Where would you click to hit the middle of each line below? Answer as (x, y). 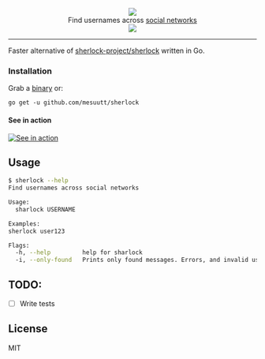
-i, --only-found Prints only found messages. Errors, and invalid (132, 260)
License (28, 329)
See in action (30, 120)
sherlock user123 (37, 231)
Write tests (37, 303)
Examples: (24, 224)
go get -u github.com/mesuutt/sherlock (74, 103)
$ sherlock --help (38, 181)
